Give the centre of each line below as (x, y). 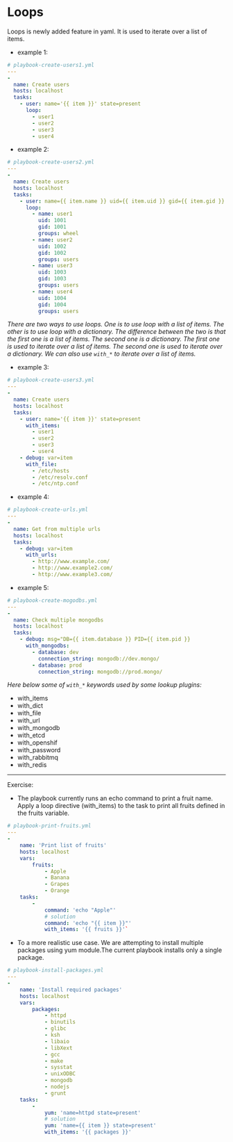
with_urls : (41, 555)
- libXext (58, 1048)
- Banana (57, 878)
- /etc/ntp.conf (55, 484)
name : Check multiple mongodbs (59, 620)
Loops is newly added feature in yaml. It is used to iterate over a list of (107, 31)
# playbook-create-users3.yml (51, 380)
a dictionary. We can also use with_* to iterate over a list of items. (102, 354)
